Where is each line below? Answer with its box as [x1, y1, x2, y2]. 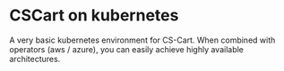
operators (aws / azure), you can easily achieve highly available [9, 43, 245, 54]
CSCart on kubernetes [9, 5, 179, 26]
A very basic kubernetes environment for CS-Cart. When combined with [9, 35, 276, 45]
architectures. [9, 53, 61, 64]
